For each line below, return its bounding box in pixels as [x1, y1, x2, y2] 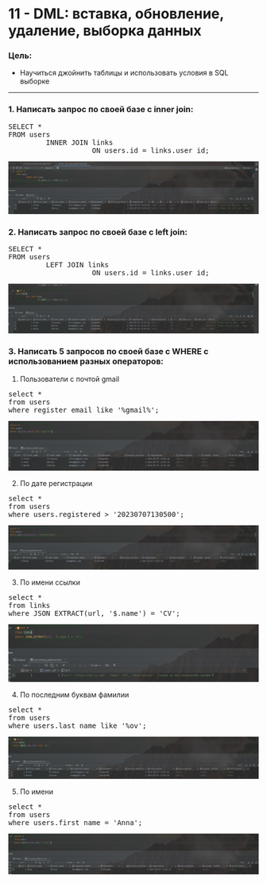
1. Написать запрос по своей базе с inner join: [8, 104, 194, 115]
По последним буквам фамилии [19, 690, 130, 699]
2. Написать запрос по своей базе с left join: [8, 226, 188, 237]
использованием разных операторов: [8, 356, 164, 367]
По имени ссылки [19, 578, 81, 587]
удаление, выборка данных [8, 21, 202, 40]
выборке [19, 76, 50, 86]
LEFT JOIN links [45, 260, 110, 269]
